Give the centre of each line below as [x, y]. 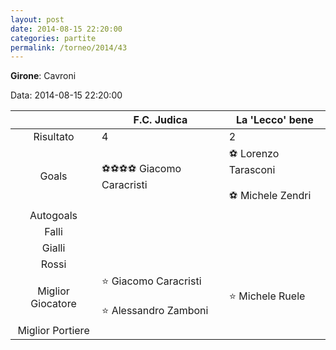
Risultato [54, 137]
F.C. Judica [160, 120]
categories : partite [53, 38]
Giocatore [53, 304]
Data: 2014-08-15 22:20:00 [66, 95]
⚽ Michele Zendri [270, 196]
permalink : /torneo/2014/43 [69, 47]
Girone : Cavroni [43, 76]
